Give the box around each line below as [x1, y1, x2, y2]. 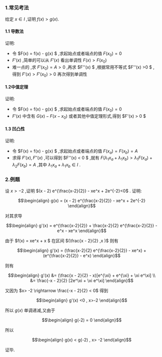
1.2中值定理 [5, 84, 28, 90]
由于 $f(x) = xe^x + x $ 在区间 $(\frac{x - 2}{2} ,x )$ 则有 [5, 238, 119, 244]
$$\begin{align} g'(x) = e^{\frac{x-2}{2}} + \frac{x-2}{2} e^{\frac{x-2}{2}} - [6, 223, 158, 229]
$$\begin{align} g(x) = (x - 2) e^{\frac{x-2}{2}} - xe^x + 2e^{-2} [18, 198, 146, 204]
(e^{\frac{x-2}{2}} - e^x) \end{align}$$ [43, 253, 121, 259]
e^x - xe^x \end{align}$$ [57, 228, 107, 234]
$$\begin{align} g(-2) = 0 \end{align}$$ [41, 317, 122, 323]
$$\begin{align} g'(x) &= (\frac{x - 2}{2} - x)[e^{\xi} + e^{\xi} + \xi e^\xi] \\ [8, 272, 156, 278]
